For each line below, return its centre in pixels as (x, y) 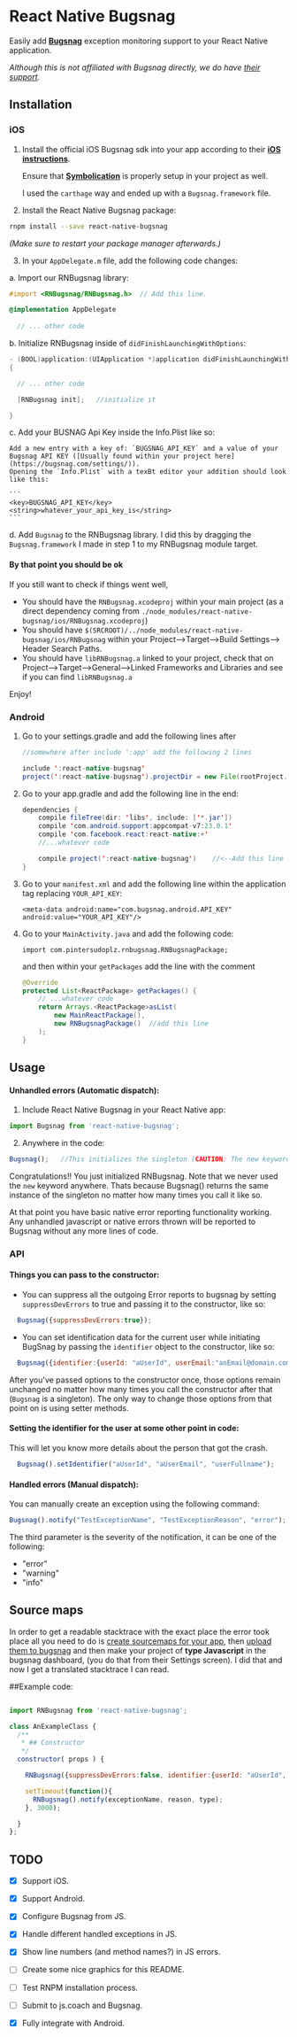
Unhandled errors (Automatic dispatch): (84, 1090)
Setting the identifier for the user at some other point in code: (124, 1429)
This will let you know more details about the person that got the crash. (138, 1448)
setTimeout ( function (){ (69, 1791)
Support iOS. (45, 1881)
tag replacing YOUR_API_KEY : (72, 893)
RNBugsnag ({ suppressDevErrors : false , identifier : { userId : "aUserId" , (156, 1776)
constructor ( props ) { (61, 1760)
